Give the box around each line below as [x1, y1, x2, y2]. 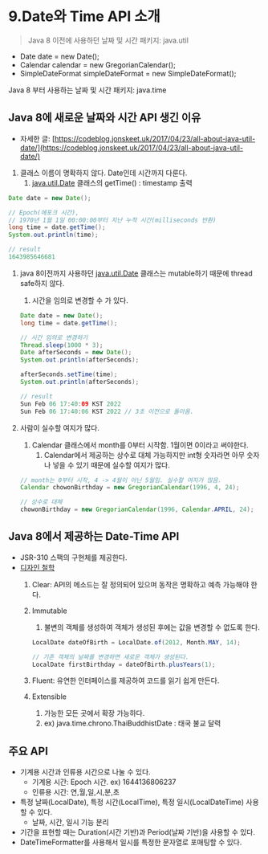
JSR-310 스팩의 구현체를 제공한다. [19, 552, 128, 562]
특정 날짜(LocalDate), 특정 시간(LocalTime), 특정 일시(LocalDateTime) [19, 797, 245, 807]
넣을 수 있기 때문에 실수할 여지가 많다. [52, 460, 170, 470]
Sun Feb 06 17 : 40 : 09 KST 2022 [19, 399, 122, 408]
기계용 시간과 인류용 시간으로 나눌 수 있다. [19, 767, 151, 777]
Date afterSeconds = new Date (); [19, 349, 132, 357]
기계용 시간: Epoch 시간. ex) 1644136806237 [31, 777, 177, 787]
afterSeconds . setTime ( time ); [19, 370, 118, 378]
